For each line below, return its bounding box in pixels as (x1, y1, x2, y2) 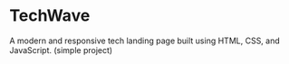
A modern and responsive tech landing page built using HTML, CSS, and (9, 35, 281, 46)
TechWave (9, 5, 91, 26)
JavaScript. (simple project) (9, 44, 113, 55)
